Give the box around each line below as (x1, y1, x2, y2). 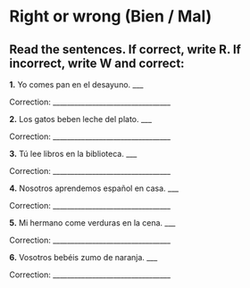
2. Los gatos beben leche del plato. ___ (9, 114, 153, 124)
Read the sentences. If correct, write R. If (9, 42, 241, 57)
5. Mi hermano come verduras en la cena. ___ (9, 218, 176, 228)
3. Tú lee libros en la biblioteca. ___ (9, 149, 137, 159)
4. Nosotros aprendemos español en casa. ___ (9, 183, 179, 193)
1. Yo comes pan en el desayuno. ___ (9, 79, 144, 90)
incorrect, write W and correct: (9, 55, 185, 70)
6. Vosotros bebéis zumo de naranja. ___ (9, 252, 158, 262)
